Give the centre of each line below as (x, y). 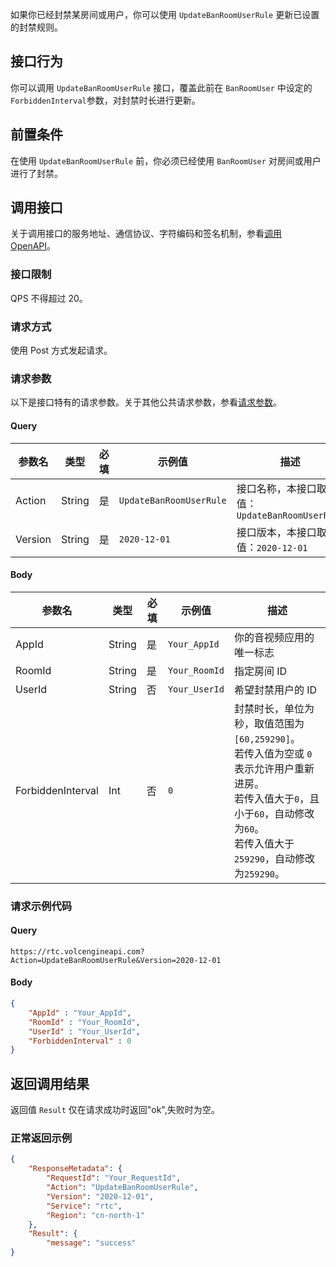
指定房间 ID (260, 671)
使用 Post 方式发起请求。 (61, 350)
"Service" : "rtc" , (84, 1206)
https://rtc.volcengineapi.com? (77, 951)
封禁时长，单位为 (274, 708)
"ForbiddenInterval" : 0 (80, 1041)
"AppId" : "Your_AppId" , (80, 1013)
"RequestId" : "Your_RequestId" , (114, 1178)
